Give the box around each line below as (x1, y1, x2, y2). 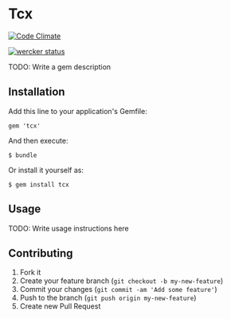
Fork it (19, 268, 41, 278)
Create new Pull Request (19, 301, 101, 311)
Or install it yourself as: (8, 165, 84, 175)
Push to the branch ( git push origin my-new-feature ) (19, 293, 197, 303)
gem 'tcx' (8, 121, 41, 130)
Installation (8, 85, 65, 99)
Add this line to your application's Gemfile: (8, 106, 147, 116)
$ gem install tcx (8, 180, 69, 188)
